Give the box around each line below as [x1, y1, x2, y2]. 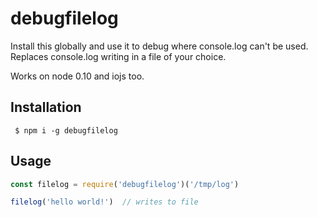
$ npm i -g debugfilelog [14, 125, 118, 136]
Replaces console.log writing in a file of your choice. [10, 50, 227, 62]
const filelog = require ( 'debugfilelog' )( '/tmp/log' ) [10, 179, 240, 189]
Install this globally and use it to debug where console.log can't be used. [10, 40, 309, 52]
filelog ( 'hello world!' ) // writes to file [10, 197, 199, 207]
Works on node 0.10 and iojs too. [10, 70, 145, 82]
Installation [10, 99, 82, 116]
